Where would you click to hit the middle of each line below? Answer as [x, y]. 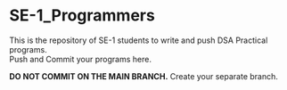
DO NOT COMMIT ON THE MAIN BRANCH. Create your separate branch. [144, 76]
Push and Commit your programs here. [80, 59]
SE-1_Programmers [82, 16]
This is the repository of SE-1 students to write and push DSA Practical [139, 40]
